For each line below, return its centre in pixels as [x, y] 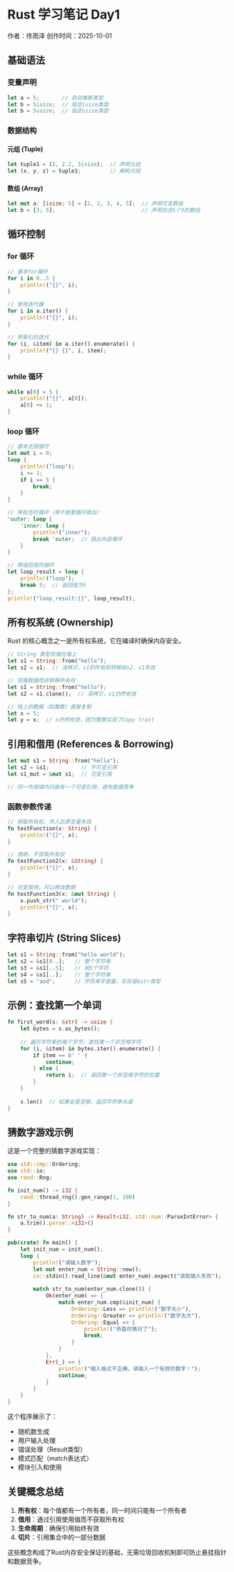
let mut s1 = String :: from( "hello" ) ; [63, 761]
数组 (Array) [25, 188]
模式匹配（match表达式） [55, 1459]
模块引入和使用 [40, 1467]
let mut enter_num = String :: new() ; [87, 1269]
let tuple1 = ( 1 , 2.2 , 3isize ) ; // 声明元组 [74, 165]
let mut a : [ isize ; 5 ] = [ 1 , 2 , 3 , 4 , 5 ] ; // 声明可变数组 [95, 204]
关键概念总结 [36, 1492]
